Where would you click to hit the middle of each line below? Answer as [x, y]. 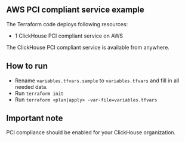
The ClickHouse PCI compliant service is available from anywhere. [88, 47]
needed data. [31, 87]
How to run [27, 66]
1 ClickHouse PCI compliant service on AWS [69, 36]
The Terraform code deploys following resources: [67, 24]
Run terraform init [39, 93]
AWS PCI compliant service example [75, 10]
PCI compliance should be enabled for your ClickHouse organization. [91, 132]
